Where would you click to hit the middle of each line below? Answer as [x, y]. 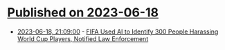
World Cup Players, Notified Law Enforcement [83, 38]
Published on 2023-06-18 [83, 13]
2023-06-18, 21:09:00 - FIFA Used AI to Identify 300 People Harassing [118, 32]
